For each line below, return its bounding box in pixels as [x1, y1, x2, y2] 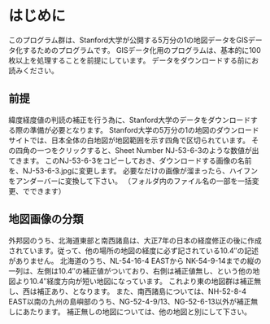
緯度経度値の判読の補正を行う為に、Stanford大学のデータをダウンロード [8, 115, 251, 125]
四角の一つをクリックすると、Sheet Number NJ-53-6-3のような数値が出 [15, 145, 259, 155]
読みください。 [8, 65, 59, 75]
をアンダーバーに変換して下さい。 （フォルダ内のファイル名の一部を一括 [8, 176, 252, 186]
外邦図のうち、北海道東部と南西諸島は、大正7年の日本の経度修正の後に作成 [8, 235, 262, 245]
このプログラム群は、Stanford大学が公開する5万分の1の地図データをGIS [8, 35, 249, 45]
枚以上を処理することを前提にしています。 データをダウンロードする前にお [8, 55, 259, 65]
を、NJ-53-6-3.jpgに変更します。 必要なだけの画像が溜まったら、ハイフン [8, 165, 259, 175]
